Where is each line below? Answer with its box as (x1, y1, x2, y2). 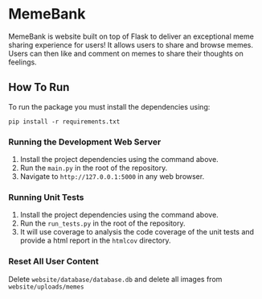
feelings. (8, 57, 38, 67)
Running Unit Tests (8, 191, 84, 202)
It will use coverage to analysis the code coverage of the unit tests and (19, 227, 255, 237)
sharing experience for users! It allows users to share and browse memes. (8, 39, 254, 49)
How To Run (8, 81, 70, 94)
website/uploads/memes (8, 283, 84, 291)
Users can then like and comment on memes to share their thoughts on (8, 48, 244, 58)
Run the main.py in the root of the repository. (19, 163, 168, 173)
